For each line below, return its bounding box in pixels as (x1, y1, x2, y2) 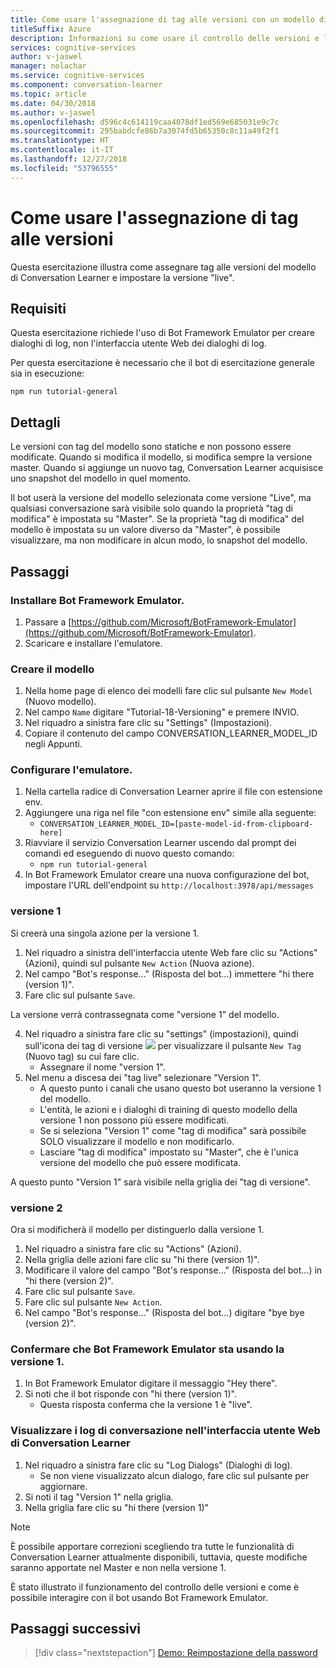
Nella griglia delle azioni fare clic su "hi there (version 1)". (24, 1254, 260, 1266)
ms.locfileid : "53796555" (10, 163, 118, 173)
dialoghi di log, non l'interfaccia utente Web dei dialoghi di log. (10, 337, 267, 350)
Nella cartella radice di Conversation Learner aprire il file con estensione (24, 786, 323, 798)
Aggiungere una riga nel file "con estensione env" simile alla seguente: (24, 807, 317, 819)
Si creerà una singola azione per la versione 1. (10, 927, 200, 939)
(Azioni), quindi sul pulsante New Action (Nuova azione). (24, 957, 255, 969)
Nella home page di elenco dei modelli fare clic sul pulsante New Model (24, 685, 313, 697)
